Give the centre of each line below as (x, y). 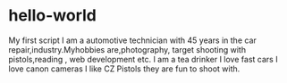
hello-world (53, 16)
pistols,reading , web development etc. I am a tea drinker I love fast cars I (143, 59)
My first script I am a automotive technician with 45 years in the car (132, 40)
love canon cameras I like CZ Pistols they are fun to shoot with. (124, 69)
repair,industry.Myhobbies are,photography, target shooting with (127, 49)
